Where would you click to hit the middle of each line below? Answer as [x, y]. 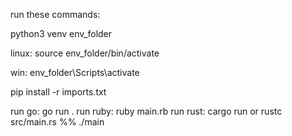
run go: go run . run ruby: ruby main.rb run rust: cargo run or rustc [146, 111]
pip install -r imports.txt [58, 92]
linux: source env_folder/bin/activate [85, 53]
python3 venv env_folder [61, 33]
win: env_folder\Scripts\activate [75, 72]
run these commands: [55, 14]
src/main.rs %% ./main [57, 122]
